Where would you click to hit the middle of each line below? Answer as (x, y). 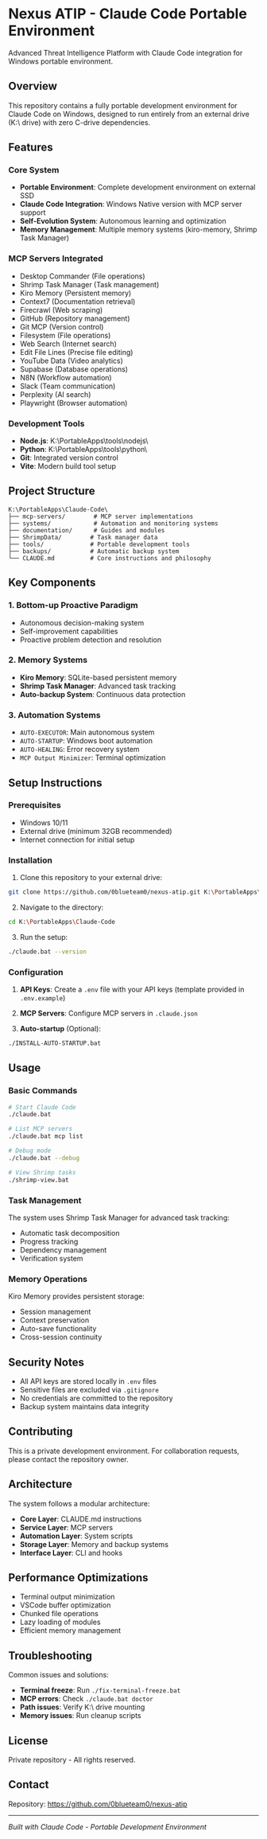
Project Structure (52, 491)
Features (31, 148)
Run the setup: (44, 937)
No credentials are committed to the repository (96, 1398)
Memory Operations (48, 1279)
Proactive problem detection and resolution (91, 639)
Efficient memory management (70, 1631)
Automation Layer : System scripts (76, 1536)
